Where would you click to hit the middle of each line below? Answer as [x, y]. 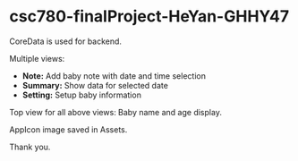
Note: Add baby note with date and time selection [114, 76]
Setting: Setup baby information [81, 95]
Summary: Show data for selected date [95, 85]
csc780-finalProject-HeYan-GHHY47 [149, 17]
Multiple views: [37, 58]
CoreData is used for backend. [66, 41]
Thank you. [30, 147]
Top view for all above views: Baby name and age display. [115, 112]
